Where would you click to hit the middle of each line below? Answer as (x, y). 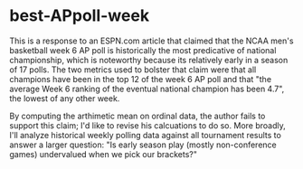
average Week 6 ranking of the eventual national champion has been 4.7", (147, 89)
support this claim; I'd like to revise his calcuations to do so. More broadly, (148, 125)
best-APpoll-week (80, 16)
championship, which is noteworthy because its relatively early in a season (149, 60)
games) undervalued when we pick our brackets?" (103, 154)
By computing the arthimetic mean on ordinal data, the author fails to (137, 116)
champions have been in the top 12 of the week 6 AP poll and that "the (141, 79)
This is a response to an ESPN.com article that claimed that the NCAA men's (151, 41)
